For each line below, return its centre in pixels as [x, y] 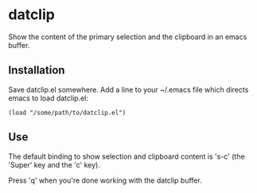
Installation [37, 71]
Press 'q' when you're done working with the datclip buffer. [105, 180]
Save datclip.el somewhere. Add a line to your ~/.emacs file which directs [128, 89]
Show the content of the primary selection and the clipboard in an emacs [128, 37]
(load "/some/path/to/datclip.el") [67, 112]
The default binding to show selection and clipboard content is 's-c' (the [127, 156]
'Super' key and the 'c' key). [55, 164]
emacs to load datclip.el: [49, 98]
